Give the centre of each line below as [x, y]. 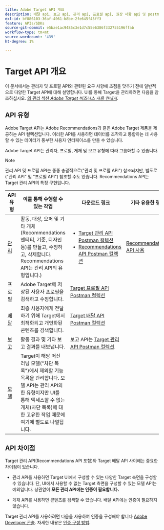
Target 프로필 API [89, 288]
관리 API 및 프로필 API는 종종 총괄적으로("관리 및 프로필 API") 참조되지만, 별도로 [81, 170]
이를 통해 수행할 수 [43, 199]
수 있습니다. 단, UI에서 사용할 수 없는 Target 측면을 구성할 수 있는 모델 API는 [84, 484]
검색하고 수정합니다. [42, 299]
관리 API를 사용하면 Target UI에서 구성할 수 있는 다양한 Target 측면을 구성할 [84, 477]
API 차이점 [20, 448]
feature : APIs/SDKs [25, 23]
